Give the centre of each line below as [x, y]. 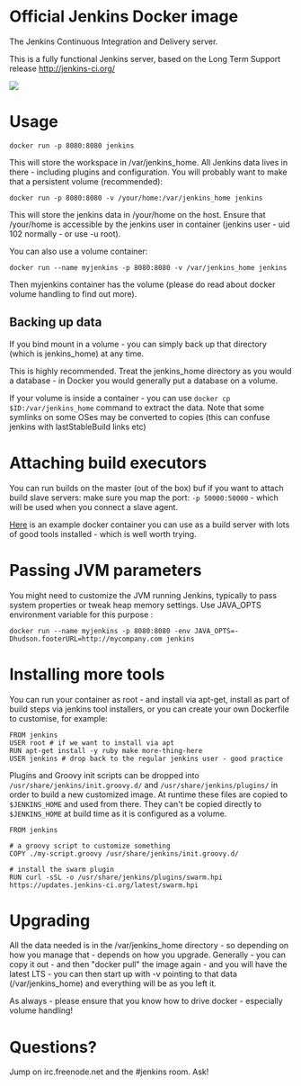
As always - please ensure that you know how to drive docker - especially [146, 1001]
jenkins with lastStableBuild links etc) [78, 426]
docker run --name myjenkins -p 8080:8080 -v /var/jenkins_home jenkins [148, 267]
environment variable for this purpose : [81, 615]
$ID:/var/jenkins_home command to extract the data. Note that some [137, 408]
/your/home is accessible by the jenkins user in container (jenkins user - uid [150, 224]
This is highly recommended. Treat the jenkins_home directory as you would [150, 371]
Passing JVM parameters [106, 570]
